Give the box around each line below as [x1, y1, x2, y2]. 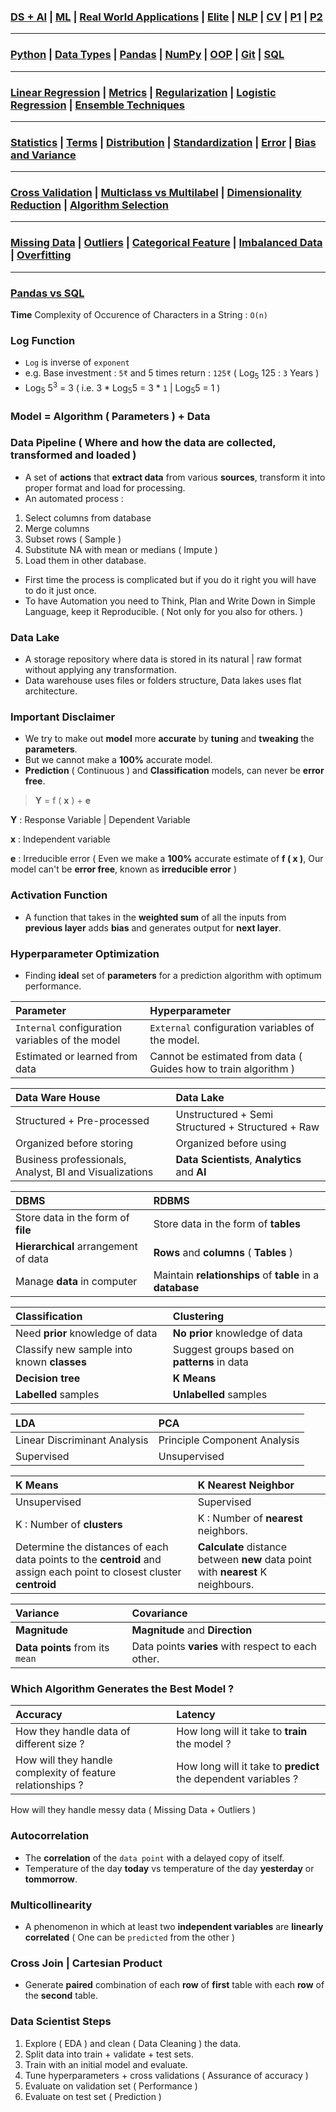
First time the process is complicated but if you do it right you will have [24, 573, 317, 585]
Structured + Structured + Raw [175, 1120, 320, 1134]
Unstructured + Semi [175, 1108, 274, 1122]
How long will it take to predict [176, 1760, 320, 1774]
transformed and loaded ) [10, 448, 137, 462]
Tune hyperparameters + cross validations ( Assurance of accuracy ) [24, 2069, 309, 2081]
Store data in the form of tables [153, 1217, 301, 1231]
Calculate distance [197, 1540, 288, 1554]
